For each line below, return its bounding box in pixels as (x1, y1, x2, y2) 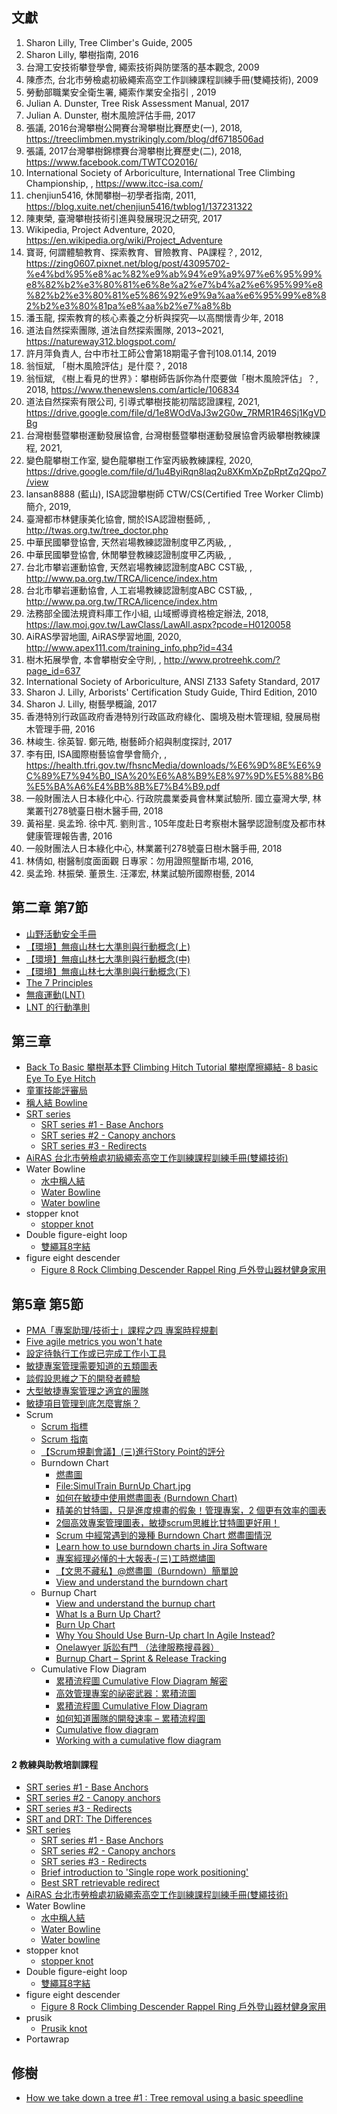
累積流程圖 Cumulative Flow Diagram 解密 (55, 1675, 228, 1687)
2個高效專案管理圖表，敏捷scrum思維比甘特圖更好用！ (55, 1517, 281, 1529)
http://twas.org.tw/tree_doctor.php (25, 524, 169, 536)
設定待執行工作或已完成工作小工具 (25, 1348, 167, 1360)
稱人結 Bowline (25, 1097, 88, 1109)
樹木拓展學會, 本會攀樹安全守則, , (25, 653, 162, 665)
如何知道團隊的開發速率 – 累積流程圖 (55, 1713, 206, 1725)
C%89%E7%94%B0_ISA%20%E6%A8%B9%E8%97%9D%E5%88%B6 (25, 769, 324, 782)
